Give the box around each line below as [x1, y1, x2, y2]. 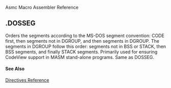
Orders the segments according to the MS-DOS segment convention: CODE [5, 33, 165, 39]
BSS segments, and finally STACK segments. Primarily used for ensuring [5, 48, 158, 55]
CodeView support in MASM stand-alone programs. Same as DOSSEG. [5, 54, 155, 60]
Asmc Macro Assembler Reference [5, 5, 79, 10]
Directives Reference [5, 77, 50, 83]
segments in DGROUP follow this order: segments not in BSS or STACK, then [5, 43, 166, 49]
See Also [5, 66, 25, 72]
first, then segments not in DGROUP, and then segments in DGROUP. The [5, 38, 160, 44]
